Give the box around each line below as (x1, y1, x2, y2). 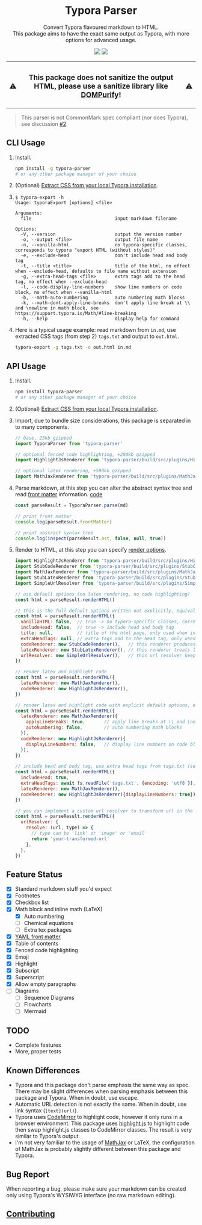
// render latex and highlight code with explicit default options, (14, 702, 191, 708)
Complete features (14, 1041, 61, 1049)
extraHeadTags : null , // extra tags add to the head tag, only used (20, 635, 196, 641)
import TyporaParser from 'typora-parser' (14, 440, 123, 446)
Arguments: (14, 210, 43, 217)
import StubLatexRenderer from (14, 575, 94, 581)
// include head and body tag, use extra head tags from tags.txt (14, 763, 185, 770)
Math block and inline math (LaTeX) (14, 906, 103, 913)
